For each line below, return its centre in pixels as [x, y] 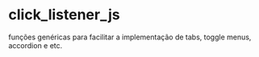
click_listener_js [64, 15]
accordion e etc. [36, 45]
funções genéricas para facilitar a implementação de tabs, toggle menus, [130, 37]
